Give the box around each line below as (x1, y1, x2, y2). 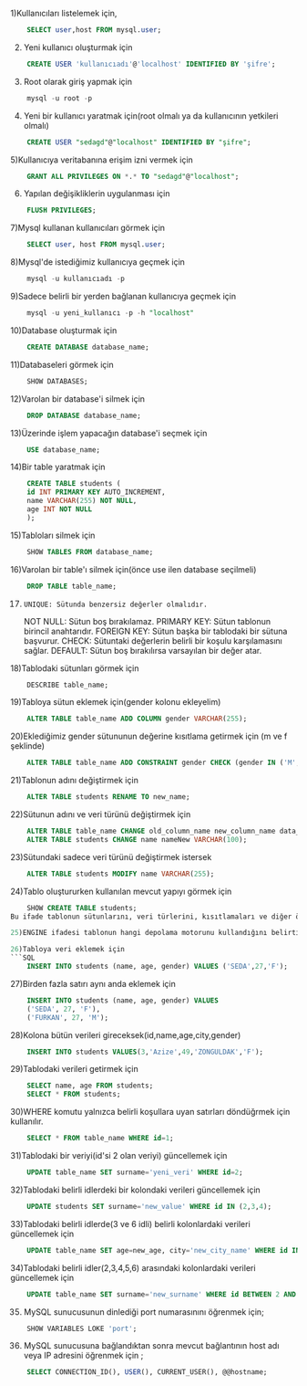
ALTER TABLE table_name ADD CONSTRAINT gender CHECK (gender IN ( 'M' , (26, 758, 301, 768)
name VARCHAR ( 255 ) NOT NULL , (26, 497, 138, 506)
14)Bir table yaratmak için (10, 461, 106, 473)
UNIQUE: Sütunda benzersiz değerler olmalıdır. (23, 600, 208, 609)
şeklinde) (10, 740, 45, 751)
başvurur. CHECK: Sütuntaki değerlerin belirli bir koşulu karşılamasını (23, 635, 283, 646)
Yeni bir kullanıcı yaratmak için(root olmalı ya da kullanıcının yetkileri (23, 110, 279, 121)
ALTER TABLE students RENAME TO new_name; (26, 793, 190, 802)
